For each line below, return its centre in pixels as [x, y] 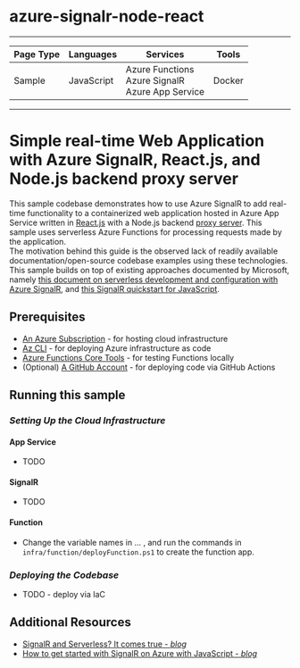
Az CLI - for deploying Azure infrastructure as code [117, 348]
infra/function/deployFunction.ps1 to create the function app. [138, 552]
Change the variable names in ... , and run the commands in [132, 542]
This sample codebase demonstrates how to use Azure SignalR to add [138, 204]
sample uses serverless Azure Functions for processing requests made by [146, 232]
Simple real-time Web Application [137, 141]
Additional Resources [70, 622]
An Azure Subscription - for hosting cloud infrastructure [125, 338]
